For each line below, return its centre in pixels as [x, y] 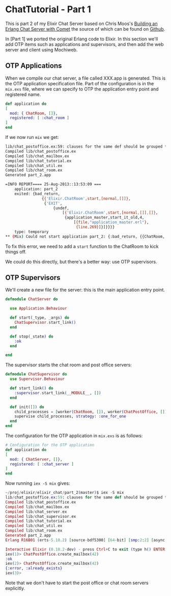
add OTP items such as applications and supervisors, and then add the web [84, 44]
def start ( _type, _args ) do [40, 318]
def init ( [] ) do [27, 407]
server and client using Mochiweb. [41, 50]
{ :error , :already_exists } [34, 568]
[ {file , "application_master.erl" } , [111, 222]
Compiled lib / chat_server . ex [36, 512]
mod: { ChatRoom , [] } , [34, 113]
